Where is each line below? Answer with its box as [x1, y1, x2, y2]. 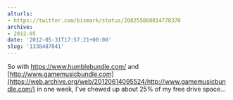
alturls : [7, 10, 33, 18]
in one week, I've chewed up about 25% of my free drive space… [36, 85, 227, 93]
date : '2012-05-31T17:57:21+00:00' [7, 37, 112, 44]
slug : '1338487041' [7, 43, 65, 50]
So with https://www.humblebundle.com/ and [7, 63, 139, 70]
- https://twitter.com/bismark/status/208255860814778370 [7, 17, 181, 24]
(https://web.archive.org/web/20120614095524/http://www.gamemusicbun [7, 77, 227, 85]
